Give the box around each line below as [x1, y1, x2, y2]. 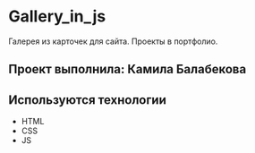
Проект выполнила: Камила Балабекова [8, 62, 247, 77]
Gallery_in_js [8, 6, 106, 27]
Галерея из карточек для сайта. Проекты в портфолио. [8, 36, 218, 47]
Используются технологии [8, 92, 167, 107]
